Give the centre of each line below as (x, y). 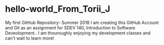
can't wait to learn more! (30, 38)
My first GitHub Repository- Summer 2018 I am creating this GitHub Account (82, 22)
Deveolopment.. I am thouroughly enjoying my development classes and (78, 33)
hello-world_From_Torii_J (58, 9)
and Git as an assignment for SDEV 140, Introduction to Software (70, 27)
